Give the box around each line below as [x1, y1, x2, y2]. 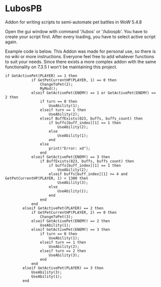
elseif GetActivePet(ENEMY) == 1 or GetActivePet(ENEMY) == [31, 90, 156, 95]
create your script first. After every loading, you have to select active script [5, 34, 156, 40]
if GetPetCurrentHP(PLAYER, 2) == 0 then [31, 210, 117, 215]
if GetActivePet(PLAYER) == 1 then [5, 73, 78, 78]
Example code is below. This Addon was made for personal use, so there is [5, 48, 156, 54]
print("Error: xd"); [48, 146, 91, 151]
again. [5, 39, 18, 44]
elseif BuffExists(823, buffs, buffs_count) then [40, 116, 143, 121]
